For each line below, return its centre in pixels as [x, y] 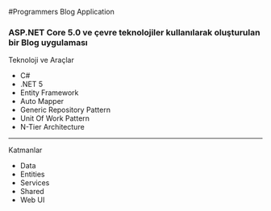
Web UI [32, 200]
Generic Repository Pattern [65, 110]
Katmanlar [25, 150]
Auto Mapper [42, 101]
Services [35, 183]
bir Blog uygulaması [48, 42]
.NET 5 [31, 85]
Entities [32, 174]
